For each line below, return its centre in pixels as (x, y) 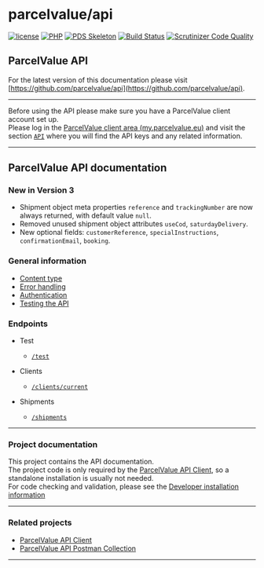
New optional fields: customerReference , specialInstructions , (119, 233)
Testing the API (44, 303)
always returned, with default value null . (85, 216)
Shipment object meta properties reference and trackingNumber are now (136, 207)
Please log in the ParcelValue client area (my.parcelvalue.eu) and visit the (127, 127)
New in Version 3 (41, 190)
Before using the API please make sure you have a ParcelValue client (119, 111)
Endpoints (28, 324)
